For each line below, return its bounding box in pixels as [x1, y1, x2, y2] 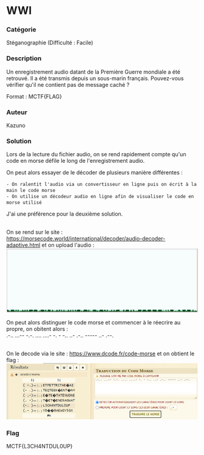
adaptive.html [6, 241, 41, 249]
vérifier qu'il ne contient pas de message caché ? [6, 81, 130, 88]
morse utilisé [6, 200, 42, 206]
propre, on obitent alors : [6, 326, 69, 333]
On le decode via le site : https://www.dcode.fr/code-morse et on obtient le [6, 350, 195, 357]
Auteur [6, 108, 27, 116]
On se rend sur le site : [6, 228, 63, 236]
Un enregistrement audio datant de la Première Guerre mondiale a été [6, 68, 181, 75]
